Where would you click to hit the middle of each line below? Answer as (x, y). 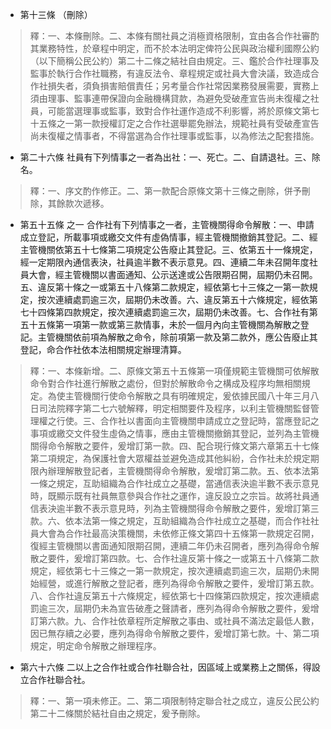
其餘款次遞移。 (78, 203)
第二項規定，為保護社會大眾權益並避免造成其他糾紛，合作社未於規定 (170, 458)
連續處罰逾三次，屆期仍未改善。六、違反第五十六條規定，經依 (182, 299)
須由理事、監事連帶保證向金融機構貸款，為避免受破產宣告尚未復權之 (170, 98)
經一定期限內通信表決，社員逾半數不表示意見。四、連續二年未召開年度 (164, 262)
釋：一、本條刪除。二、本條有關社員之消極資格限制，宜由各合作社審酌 (174, 36)
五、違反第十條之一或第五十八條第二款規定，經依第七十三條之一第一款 (164, 287)
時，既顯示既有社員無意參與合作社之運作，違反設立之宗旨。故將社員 (170, 496)
